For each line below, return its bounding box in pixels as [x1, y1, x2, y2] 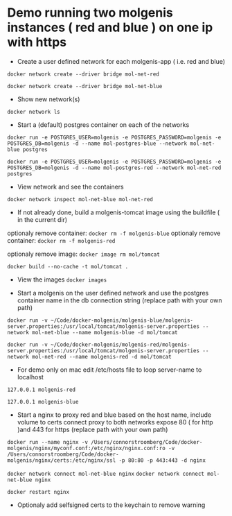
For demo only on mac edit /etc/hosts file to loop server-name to [17, 365, 202, 374]
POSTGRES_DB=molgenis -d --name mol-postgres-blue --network [7, 140, 188, 147]
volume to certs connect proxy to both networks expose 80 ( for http [17, 418, 213, 426]
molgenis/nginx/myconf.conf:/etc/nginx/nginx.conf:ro [7, 445, 166, 452]
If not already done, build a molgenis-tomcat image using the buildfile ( [17, 208, 220, 216]
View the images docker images [17, 275, 107, 284]
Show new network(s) [17, 95, 80, 103]
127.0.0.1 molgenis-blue [7, 398, 79, 405]
